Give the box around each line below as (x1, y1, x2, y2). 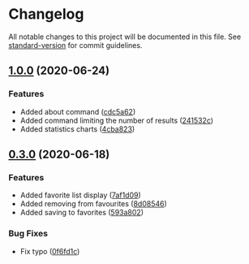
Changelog (8, 5, 84, 24)
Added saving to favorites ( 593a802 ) (19, 208, 144, 218)
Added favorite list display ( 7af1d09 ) (19, 190, 142, 200)
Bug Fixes (8, 228, 49, 240)
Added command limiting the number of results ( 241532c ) (19, 115, 213, 125)
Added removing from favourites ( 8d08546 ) (19, 199, 168, 209)
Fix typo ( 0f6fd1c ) (19, 246, 80, 256)
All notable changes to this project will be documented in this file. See (8, 32, 242, 41)
